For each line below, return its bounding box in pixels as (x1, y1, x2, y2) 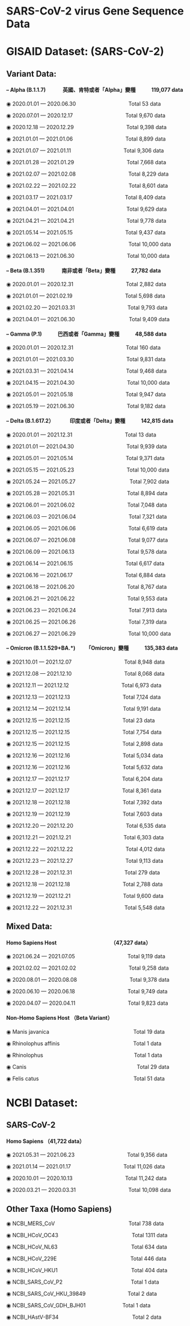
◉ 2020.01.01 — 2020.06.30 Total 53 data (6, 100, 161, 107)
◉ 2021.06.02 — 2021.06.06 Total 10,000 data (6, 240, 171, 248)
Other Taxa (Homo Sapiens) (6, 1203, 112, 1214)
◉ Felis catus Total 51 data (6, 1075, 165, 1082)
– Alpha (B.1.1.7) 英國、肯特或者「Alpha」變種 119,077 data (6, 86, 183, 94)
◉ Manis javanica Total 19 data (6, 1028, 165, 1035)
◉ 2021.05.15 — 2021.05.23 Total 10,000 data (6, 466, 170, 473)
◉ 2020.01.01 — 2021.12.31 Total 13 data (6, 431, 156, 438)
